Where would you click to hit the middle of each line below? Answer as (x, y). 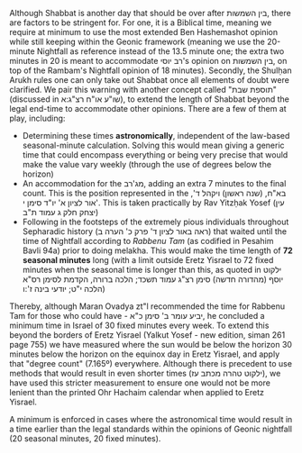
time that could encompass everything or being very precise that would (155, 155)
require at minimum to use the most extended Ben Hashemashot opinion (143, 32)
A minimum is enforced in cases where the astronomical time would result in (151, 419)
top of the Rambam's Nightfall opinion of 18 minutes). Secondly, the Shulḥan (151, 70)
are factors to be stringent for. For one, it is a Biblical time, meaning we (141, 23)
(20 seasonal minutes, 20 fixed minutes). (85, 439)
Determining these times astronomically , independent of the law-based (156, 136)
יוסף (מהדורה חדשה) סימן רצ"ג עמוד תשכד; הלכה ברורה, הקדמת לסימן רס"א (153, 279)
